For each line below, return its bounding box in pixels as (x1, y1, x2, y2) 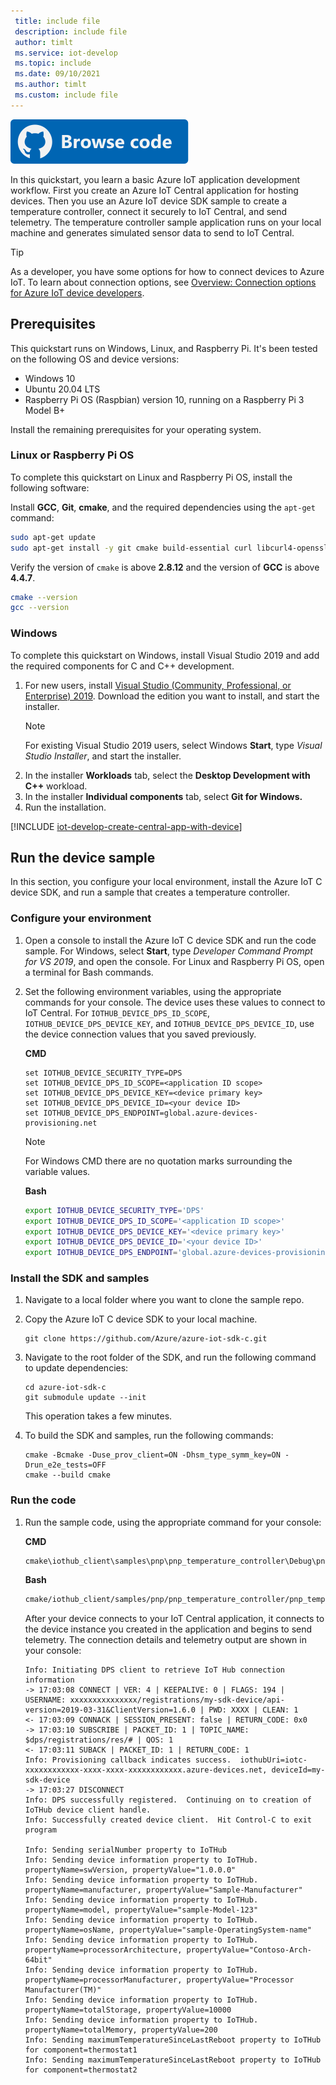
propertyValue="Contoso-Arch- (186, 1945, 312, 1955)
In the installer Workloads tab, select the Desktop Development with (24, 769, 311, 781)
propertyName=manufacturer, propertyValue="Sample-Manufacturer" (24, 1885, 303, 1895)
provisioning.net (24, 1118, 98, 1128)
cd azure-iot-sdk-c (24, 1383, 107, 1393)
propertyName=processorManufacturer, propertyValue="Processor (24, 1975, 295, 1985)
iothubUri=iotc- (239, 1755, 308, 1765)
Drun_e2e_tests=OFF (24, 1460, 107, 1470)
